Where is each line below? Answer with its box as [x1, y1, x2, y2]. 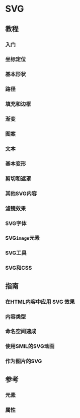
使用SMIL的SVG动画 [5, 343, 55, 350]
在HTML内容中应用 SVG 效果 [5, 298, 75, 305]
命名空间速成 [5, 328, 37, 335]
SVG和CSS [5, 265, 32, 272]
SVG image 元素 [5, 235, 40, 242]
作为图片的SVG [5, 358, 42, 365]
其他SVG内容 [5, 190, 37, 197]
